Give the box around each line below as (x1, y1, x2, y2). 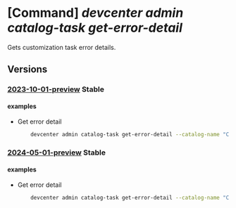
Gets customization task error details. (7, 43, 116, 51)
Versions (7, 63, 48, 75)
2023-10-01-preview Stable (7, 84, 104, 94)
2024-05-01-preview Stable (7, 148, 106, 157)
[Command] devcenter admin (7, 5, 184, 21)
